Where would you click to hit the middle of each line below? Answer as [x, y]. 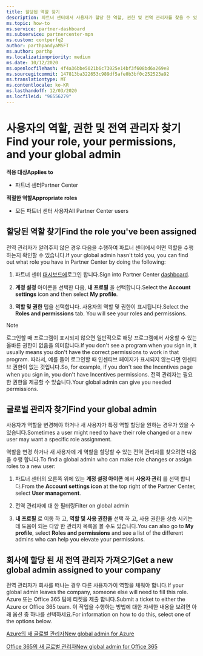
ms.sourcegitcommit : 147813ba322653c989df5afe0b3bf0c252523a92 [88, 74]
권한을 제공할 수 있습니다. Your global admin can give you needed [92, 382]
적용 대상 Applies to [30, 172]
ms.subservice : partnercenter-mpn [50, 35]
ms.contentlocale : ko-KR [38, 85]
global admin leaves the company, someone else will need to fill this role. [97, 592]
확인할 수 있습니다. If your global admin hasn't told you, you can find [105, 255]
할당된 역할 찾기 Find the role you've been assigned [101, 232]
